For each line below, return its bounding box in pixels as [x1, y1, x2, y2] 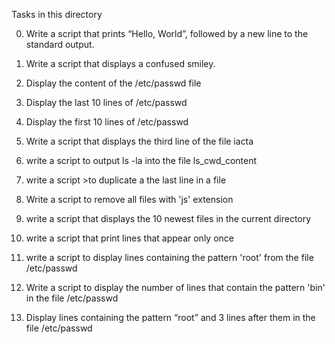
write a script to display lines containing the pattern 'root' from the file [25, 252, 314, 263]
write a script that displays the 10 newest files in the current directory [25, 213, 312, 224]
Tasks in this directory [11, 9, 103, 20]
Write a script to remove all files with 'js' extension [25, 194, 234, 205]
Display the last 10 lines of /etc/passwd [25, 97, 188, 108]
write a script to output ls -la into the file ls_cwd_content [25, 155, 258, 166]
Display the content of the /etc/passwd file [25, 77, 202, 89]
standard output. [25, 39, 95, 50]
